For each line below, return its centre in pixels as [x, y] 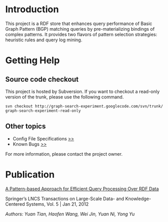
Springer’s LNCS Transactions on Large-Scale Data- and [65, 199]
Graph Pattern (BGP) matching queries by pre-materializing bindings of [80, 29]
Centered [15, 204]
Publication [30, 174]
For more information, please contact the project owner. [64, 154]
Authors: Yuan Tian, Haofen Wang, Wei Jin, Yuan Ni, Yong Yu [70, 214]
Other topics [26, 126]
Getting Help [33, 60]
